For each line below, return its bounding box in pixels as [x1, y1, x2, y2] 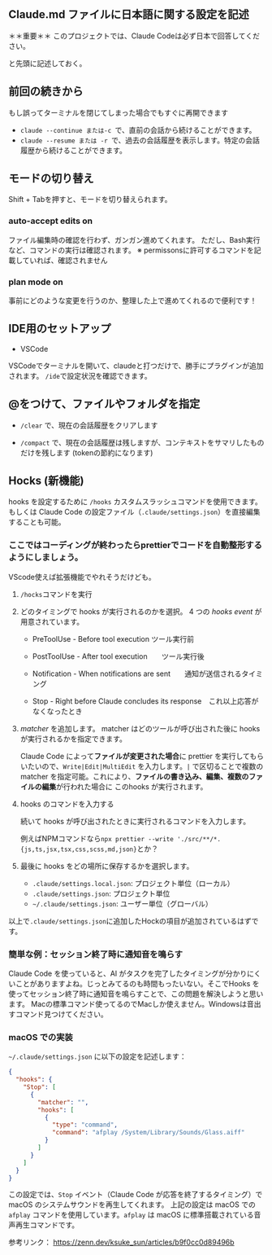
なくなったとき [32, 706, 83, 716]
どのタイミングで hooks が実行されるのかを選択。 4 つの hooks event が [19, 606, 262, 617]
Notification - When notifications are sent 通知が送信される [32, 669, 242, 678]
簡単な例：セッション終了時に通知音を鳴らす [8, 948, 183, 959]
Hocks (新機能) [8, 474, 84, 488]
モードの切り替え [8, 172, 94, 186]
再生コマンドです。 [15, 1220, 80, 1230]
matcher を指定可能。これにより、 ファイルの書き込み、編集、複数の [19, 771, 249, 781]
